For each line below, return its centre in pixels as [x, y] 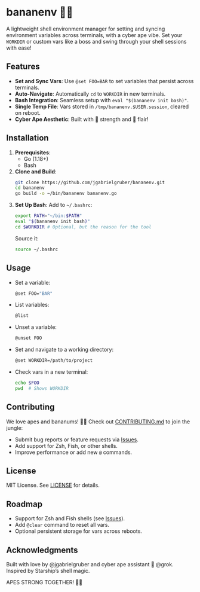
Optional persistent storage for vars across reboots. [78, 531]
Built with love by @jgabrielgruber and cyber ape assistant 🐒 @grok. [90, 564]
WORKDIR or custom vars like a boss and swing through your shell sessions [96, 41]
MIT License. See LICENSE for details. [53, 485]
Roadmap [24, 504]
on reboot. [27, 112]
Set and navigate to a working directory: [64, 350]
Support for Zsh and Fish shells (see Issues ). [70, 518]
